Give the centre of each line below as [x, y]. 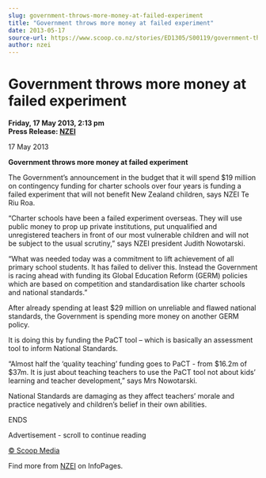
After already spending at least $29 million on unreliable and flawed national [132, 308]
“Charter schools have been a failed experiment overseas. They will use [125, 218]
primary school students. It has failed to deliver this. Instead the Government [133, 267]
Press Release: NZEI [42, 132]
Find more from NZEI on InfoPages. [66, 466]
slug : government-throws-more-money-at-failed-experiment [106, 15]
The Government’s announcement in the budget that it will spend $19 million [132, 178]
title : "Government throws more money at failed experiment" [111, 23]
